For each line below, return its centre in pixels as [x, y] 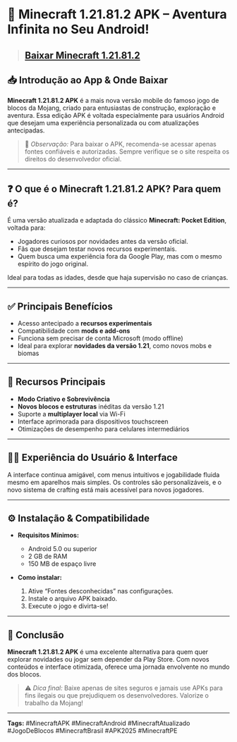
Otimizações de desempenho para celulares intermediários [103, 428]
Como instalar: [39, 578]
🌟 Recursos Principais [56, 382]
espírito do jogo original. [53, 264]
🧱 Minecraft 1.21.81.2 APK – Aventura [117, 14]
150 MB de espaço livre [62, 564]
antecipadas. [26, 130]
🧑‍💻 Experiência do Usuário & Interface [93, 458]
